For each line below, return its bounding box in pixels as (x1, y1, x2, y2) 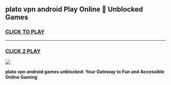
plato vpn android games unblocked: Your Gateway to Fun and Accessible (5, 68, 164, 74)
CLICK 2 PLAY (5, 47, 41, 54)
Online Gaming (5, 74, 38, 80)
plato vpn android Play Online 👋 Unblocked (5, 5, 144, 14)
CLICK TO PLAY (5, 29, 45, 36)
